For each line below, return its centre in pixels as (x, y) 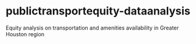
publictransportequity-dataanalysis (98, 11)
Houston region (25, 34)
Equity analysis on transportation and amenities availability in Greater (92, 28)
